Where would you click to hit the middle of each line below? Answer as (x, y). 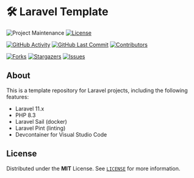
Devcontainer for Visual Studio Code (61, 134)
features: (18, 97)
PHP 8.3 (25, 115)
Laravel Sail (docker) (41, 121)
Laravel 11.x (30, 109)
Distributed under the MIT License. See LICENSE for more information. (93, 168)
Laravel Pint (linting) (40, 128)
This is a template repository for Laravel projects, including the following (97, 90)
